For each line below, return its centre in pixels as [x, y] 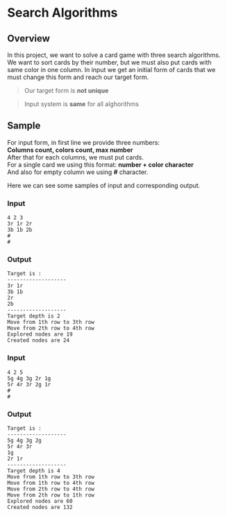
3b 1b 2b [20, 230]
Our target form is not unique [66, 91]
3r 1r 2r [20, 224]
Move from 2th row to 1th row [51, 495]
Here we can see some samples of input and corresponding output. [104, 185]
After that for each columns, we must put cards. [76, 157]
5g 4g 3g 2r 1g [29, 378]
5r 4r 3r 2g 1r [29, 384]
